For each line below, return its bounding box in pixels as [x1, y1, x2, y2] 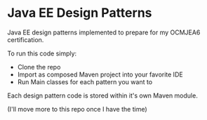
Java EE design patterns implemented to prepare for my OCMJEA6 [7, 28, 201, 36]
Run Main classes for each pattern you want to [17, 77, 153, 86]
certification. [7, 35, 44, 44]
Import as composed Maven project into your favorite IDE [17, 70, 184, 79]
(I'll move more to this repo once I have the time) [7, 105, 147, 113]
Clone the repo [17, 62, 61, 71]
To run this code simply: [7, 49, 77, 58]
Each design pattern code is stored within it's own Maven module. [7, 91, 198, 100]
